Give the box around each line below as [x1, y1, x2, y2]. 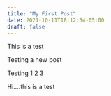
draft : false [7, 23, 45, 30]
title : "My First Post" [7, 10, 77, 17]
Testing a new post [7, 56, 62, 64]
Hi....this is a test [7, 83, 55, 91]
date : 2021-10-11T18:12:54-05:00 [7, 17, 105, 24]
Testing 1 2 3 [7, 69, 44, 77]
